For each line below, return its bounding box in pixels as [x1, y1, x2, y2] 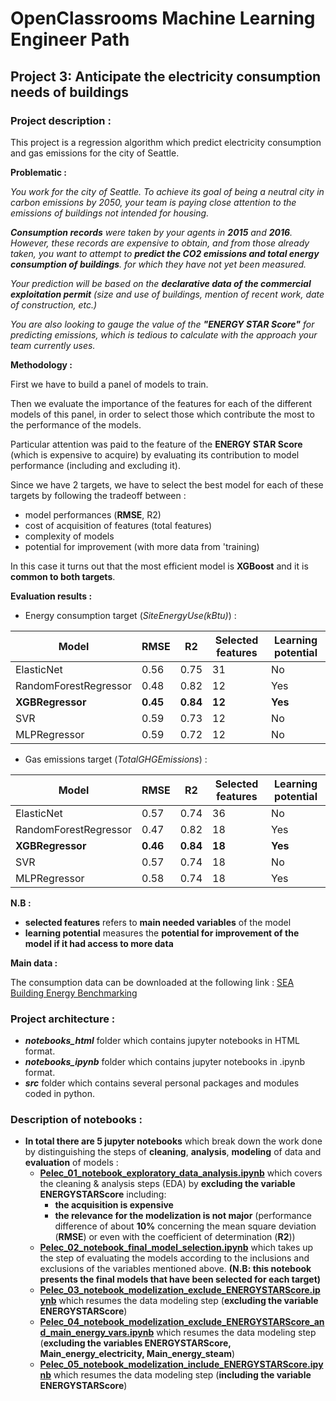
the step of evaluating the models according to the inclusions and [39, 1252, 310, 1264]
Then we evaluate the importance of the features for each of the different [10, 397, 313, 409]
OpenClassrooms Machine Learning [10, 7, 316, 30]
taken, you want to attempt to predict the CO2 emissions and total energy [10, 247, 320, 259]
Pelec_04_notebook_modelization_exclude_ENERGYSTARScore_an [39, 1316, 325, 1328]
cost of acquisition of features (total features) [24, 519, 213, 531]
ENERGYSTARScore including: [39, 1188, 167, 1201]
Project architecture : [10, 1012, 116, 1026]
